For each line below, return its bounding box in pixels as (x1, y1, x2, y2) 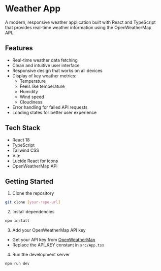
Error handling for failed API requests (12, 104, 88, 110)
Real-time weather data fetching (12, 57, 78, 63)
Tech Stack (5, 124, 40, 132)
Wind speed (19, 94, 44, 100)
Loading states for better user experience (12, 109, 97, 115)
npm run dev (5, 261, 30, 266)
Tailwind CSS (12, 147, 39, 153)
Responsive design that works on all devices (12, 68, 102, 73)
